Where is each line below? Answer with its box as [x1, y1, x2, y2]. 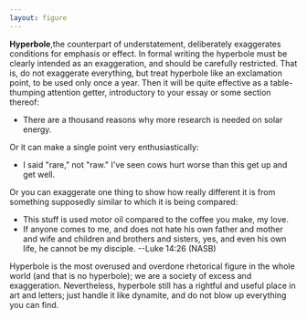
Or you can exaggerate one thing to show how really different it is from [9, 186, 276, 197]
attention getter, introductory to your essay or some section [47, 87, 271, 98]
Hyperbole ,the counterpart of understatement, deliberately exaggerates [9, 38, 281, 49]
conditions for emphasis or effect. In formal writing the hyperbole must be [9, 47, 288, 59]
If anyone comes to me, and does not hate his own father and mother [22, 223, 283, 234]
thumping [9, 87, 46, 98]
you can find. [9, 299, 59, 310]
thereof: [9, 97, 39, 108]
